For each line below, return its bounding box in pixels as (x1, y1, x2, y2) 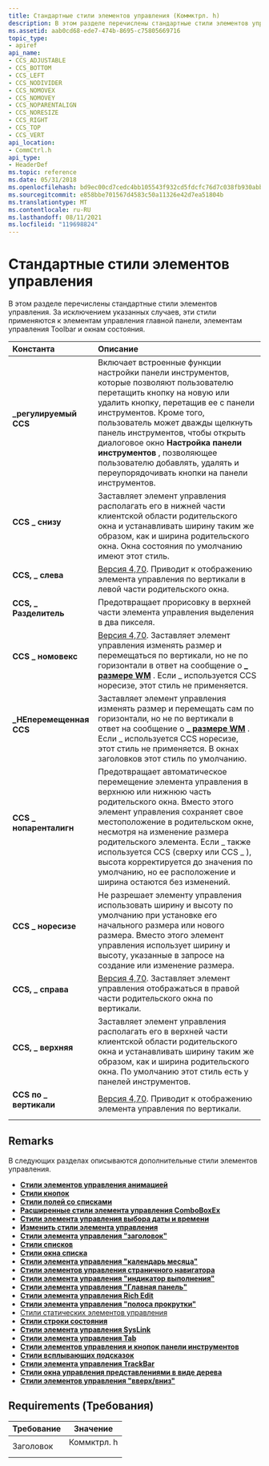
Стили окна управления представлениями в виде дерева (19, 1367, 223, 1377)
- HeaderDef (8, 161, 48, 169)
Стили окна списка (19, 1248, 88, 1257)
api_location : (8, 138, 56, 147)
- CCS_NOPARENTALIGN (8, 101, 78, 109)
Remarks (8, 1135, 54, 1148)
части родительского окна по (98, 993, 214, 1004)
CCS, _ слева (12, 570, 64, 581)
